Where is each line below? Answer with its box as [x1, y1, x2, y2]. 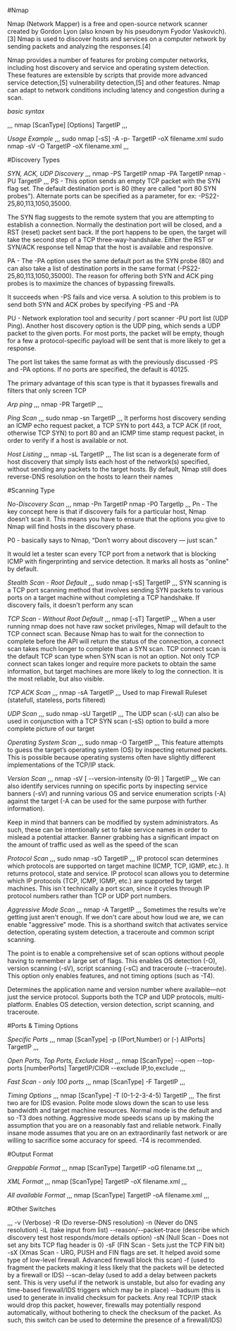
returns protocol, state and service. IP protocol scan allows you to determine [7, 869, 230, 878]
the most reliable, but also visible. [7, 674, 105, 683]
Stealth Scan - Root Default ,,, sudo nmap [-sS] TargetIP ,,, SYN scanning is [7, 578, 228, 587]
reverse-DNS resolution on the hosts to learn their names [7, 472, 173, 481]
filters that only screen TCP [7, 386, 87, 395]
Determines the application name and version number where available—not [7, 985, 226, 993]
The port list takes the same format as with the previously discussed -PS [7, 358, 218, 366]
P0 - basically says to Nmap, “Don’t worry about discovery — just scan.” [7, 536, 218, 544]
